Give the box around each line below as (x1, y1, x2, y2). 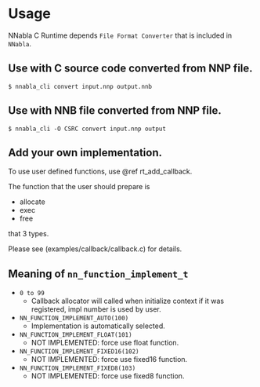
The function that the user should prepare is (8, 182, 150, 192)
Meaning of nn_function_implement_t (8, 267, 189, 280)
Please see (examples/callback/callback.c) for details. (8, 244, 182, 254)
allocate (19, 197, 45, 206)
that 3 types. (8, 229, 49, 239)
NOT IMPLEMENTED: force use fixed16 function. (31, 355, 188, 364)
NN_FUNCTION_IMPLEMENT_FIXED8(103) (19, 364, 136, 373)
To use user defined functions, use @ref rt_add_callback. (8, 166, 193, 177)
